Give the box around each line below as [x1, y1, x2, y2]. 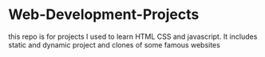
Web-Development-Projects [8, 6, 200, 24]
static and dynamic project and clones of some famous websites [8, 40, 221, 49]
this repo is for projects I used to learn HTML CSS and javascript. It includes [8, 32, 258, 41]
